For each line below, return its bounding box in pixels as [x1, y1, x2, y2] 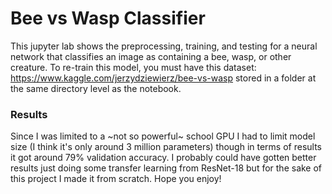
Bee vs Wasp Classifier [10, 7, 206, 30]
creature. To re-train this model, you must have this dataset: [10, 61, 257, 73]
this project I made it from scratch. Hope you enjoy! [10, 173, 222, 185]
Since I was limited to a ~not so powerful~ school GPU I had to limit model [10, 130, 316, 142]
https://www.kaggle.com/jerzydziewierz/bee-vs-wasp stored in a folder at [10, 72, 317, 84]
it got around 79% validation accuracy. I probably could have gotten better [10, 152, 317, 164]
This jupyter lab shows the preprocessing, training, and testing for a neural [10, 40, 318, 52]
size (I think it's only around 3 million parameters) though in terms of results [10, 141, 323, 153]
